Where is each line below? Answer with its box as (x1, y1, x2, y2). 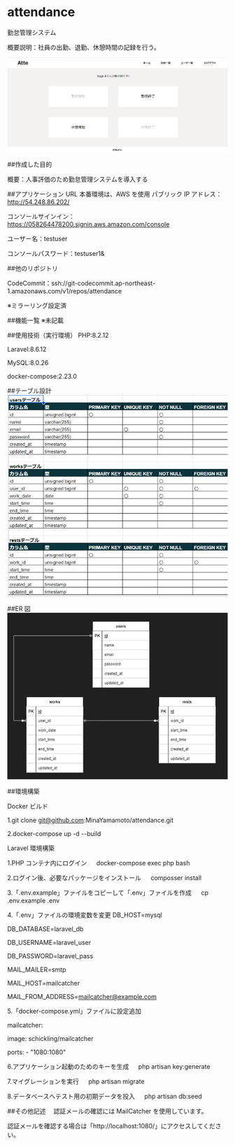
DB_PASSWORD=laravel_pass (7, 952, 94, 960)
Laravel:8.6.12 (7, 345, 47, 354)
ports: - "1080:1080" (7, 1048, 66, 1056)
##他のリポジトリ (7, 264, 58, 273)
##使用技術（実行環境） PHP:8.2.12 (7, 331, 109, 340)
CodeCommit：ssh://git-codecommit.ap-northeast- (7, 279, 156, 287)
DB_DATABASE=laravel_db (7, 925, 84, 933)
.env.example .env (7, 896, 60, 905)
